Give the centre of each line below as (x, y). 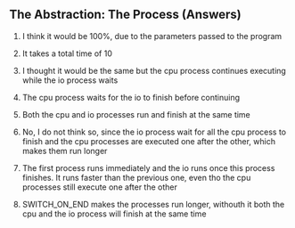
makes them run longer (65, 151)
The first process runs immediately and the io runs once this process (148, 167)
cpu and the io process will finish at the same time (114, 214)
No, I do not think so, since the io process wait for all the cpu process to (154, 132)
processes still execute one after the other (100, 187)
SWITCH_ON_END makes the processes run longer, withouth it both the (153, 204)
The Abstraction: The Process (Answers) (126, 15)
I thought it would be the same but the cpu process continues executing (154, 70)
